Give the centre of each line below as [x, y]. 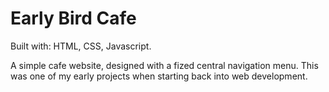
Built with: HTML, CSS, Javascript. [81, 46]
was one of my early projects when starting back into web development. [159, 76]
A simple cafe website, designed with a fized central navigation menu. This [164, 65]
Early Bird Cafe [73, 18]
